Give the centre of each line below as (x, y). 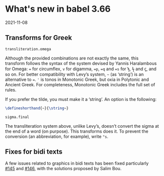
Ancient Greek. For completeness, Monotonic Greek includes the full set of (80, 84)
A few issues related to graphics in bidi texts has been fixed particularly (77, 163)
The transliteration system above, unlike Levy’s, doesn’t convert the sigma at (82, 126)
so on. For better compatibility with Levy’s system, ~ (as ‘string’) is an (74, 74)
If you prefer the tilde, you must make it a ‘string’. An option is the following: (81, 99)
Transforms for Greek (39, 38)
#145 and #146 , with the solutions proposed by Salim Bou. (63, 169)
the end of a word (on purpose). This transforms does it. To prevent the (77, 131)
